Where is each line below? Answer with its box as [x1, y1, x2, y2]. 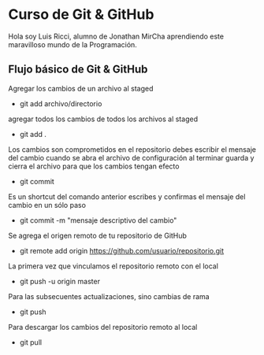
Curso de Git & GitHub [8, 6, 154, 24]
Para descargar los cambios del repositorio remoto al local [8, 322, 198, 331]
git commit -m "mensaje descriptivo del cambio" [19, 215, 177, 225]
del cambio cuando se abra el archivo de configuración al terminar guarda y [8, 153, 255, 162]
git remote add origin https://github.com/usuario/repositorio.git [19, 246, 225, 255]
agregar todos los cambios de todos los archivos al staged [8, 114, 199, 124]
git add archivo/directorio [19, 98, 102, 108]
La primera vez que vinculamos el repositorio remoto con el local [8, 261, 219, 271]
